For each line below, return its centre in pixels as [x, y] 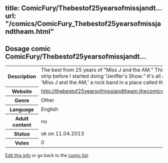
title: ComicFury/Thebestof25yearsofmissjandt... [84, 8]
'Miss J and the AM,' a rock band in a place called [99, 82]
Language [22, 109]
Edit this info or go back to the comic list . [47, 155]
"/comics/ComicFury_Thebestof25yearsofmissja [83, 24]
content [22, 124]
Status [22, 133]
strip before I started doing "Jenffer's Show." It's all [101, 76]
